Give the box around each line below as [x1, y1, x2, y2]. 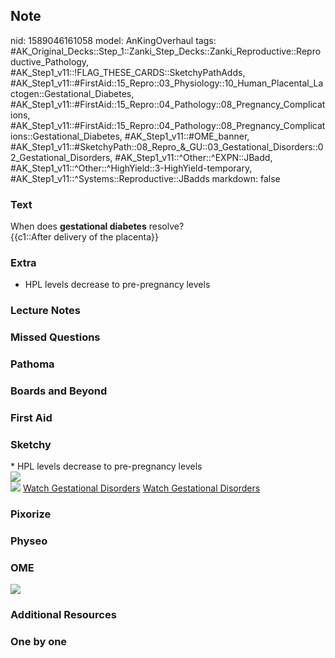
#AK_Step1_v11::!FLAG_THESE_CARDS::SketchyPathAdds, [10, 66, 246, 78]
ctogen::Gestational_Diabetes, [10, 87, 135, 99]
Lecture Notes [10, 304, 81, 318]
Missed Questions [10, 330, 101, 344]
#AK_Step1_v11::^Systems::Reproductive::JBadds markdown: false [10, 172, 281, 184]
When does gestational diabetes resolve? [10, 220, 185, 233]
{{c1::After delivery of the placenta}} [10, 231, 159, 243]
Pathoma [10, 357, 55, 371]
